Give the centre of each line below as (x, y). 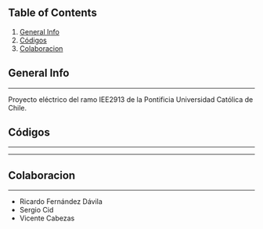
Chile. (18, 107)
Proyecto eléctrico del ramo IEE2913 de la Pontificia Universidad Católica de (131, 99)
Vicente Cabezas (47, 218)
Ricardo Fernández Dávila (61, 202)
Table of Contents (53, 13)
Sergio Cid (36, 210)
